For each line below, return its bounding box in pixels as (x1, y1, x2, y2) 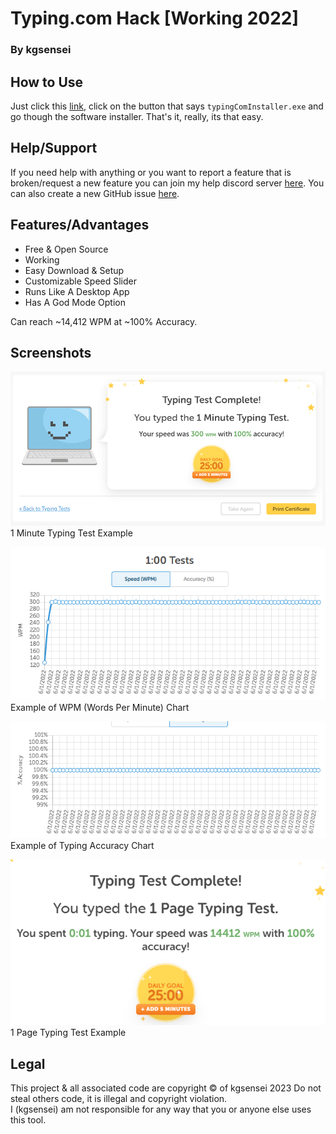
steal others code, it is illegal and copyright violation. (10, 1093, 228, 1105)
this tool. (10, 1114, 47, 1126)
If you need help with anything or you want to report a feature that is (10, 166, 292, 178)
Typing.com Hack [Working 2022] (10, 7, 300, 30)
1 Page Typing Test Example (10, 1027, 127, 1039)
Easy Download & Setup (24, 264, 125, 276)
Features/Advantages (10, 217, 150, 234)
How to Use (10, 73, 84, 91)
